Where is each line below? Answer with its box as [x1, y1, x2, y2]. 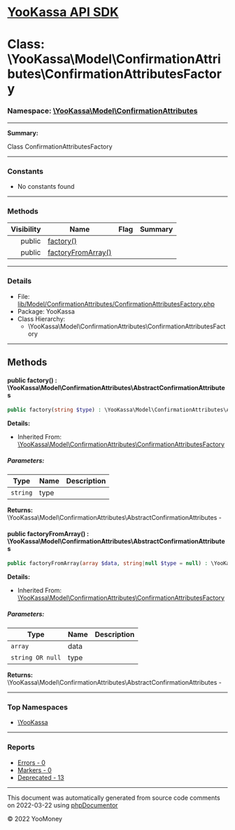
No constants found [17, 182, 75, 190]
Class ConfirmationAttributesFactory [7, 142, 113, 151]
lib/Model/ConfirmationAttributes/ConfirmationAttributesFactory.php [17, 300, 215, 308]
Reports [7, 742, 35, 752]
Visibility [10, 225, 41, 234]
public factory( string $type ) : [7, 406, 101, 414]
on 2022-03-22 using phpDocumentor [7, 801, 118, 809]
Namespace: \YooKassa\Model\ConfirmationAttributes [7, 106, 198, 116]
